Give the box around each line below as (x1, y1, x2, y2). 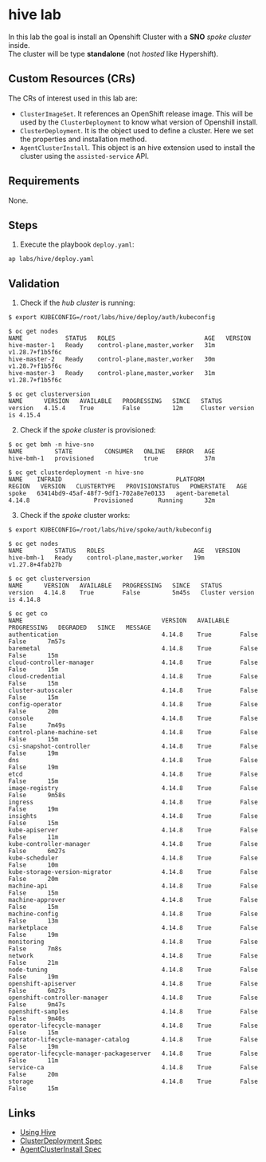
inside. (8, 40, 30, 49)
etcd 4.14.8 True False (8, 770, 259, 779)
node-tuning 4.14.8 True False (8, 966, 259, 974)
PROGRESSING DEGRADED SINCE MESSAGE (8, 624, 151, 632)
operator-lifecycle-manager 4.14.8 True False (8, 1022, 259, 1030)
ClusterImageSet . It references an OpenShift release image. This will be (19, 109, 253, 118)
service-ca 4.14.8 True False (8, 1064, 259, 1072)
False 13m (8, 917, 59, 925)
